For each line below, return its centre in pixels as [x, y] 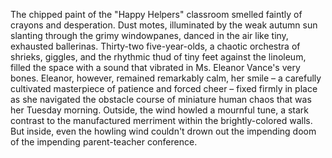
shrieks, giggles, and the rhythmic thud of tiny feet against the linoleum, [158, 57]
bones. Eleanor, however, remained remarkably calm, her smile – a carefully [166, 78]
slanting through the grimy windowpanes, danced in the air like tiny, [149, 35]
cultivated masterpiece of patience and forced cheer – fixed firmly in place [164, 88]
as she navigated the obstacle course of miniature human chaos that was [161, 99]
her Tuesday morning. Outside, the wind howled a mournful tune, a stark [160, 110]
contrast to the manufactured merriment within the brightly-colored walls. [161, 120]
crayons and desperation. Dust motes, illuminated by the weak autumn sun [164, 25]
